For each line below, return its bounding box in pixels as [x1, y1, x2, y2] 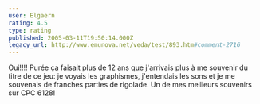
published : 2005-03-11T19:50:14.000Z [8, 33, 134, 42]
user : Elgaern [8, 11, 56, 20]
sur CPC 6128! [8, 88, 56, 98]
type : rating [8, 26, 52, 34]
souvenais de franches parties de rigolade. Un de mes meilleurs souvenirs [8, 80, 253, 90]
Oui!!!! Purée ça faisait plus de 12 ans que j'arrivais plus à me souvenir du [8, 63, 249, 72]
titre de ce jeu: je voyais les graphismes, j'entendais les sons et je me [8, 71, 235, 81]
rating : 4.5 [8, 19, 48, 27]
